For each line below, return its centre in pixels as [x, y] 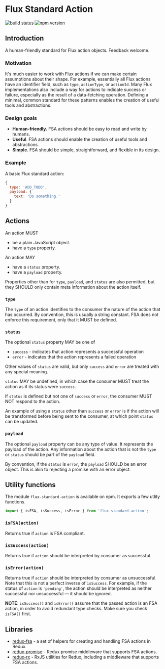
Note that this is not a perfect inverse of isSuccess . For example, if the [76, 583]
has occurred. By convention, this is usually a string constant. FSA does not [82, 314]
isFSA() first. [18, 614]
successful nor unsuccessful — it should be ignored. [59, 594]
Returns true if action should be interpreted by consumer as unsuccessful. [81, 578]
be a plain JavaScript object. [41, 242]
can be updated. [22, 422]
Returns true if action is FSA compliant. [45, 533]
